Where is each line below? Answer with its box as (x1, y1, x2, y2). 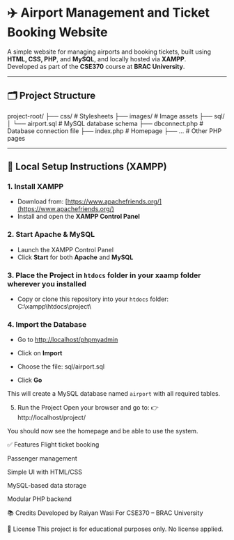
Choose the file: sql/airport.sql (17, 362, 105, 371)
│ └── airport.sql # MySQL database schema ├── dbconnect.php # (7, 119, 204, 128)
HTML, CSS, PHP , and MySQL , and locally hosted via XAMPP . (7, 54, 187, 63)
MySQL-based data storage (7, 481, 87, 490)
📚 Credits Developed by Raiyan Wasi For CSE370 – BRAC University (7, 509, 203, 517)
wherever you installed (7, 279, 87, 288)
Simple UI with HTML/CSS (7, 468, 82, 477)
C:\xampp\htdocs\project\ (17, 302, 92, 311)
